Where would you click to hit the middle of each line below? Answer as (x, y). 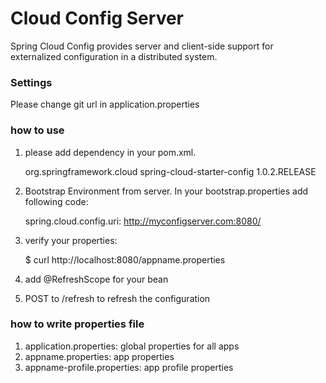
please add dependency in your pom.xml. (110, 152)
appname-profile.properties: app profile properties (129, 367)
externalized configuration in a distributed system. (114, 56)
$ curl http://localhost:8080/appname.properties (125, 259)
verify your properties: (71, 240)
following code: (56, 201)
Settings (31, 82)
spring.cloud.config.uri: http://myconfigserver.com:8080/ (143, 221)
